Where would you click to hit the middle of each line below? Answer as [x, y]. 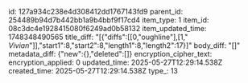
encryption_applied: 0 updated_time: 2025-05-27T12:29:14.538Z [116, 62]
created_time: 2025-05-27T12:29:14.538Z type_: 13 [93, 71]
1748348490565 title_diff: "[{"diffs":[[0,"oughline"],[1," [98, 37]
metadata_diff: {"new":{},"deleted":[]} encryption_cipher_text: [110, 54]
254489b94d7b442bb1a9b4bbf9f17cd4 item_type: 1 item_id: [109, 20]
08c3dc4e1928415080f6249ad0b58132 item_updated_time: [107, 28]
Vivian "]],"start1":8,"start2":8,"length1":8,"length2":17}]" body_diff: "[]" [124, 45]
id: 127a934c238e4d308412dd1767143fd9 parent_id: [96, 12]
